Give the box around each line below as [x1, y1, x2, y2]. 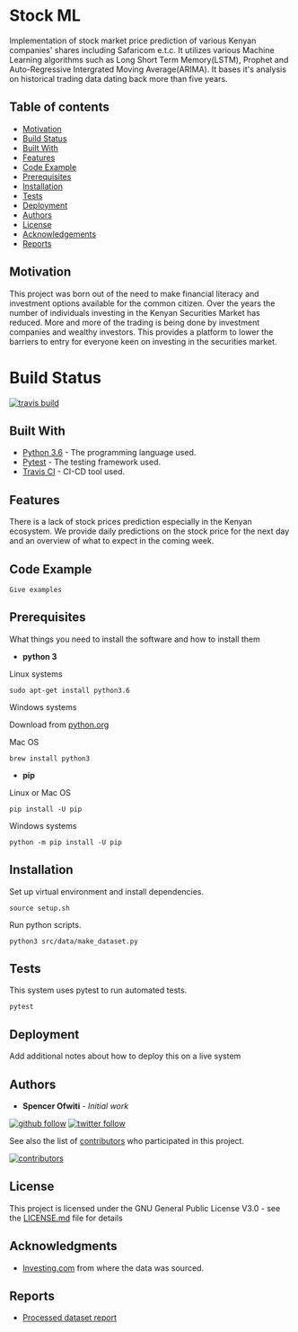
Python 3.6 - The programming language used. [22, 447, 197, 458]
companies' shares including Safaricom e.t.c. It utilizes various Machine [9, 44, 276, 55]
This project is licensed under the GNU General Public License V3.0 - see [9, 1202, 281, 1213]
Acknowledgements [22, 229, 97, 239]
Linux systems [9, 668, 63, 679]
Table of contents [9, 100, 110, 115]
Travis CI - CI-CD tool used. [22, 466, 126, 477]
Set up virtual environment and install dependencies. [9, 886, 205, 896]
